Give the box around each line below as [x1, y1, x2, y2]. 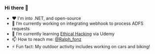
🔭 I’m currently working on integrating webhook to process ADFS [11, 20, 144, 26]
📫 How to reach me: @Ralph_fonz [11, 36, 82, 42]
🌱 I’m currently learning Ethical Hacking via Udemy [11, 31, 115, 37]
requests [11, 26, 30, 32]
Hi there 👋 [4, 4, 29, 11]
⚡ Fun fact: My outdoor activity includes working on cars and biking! [11, 44, 151, 50]
